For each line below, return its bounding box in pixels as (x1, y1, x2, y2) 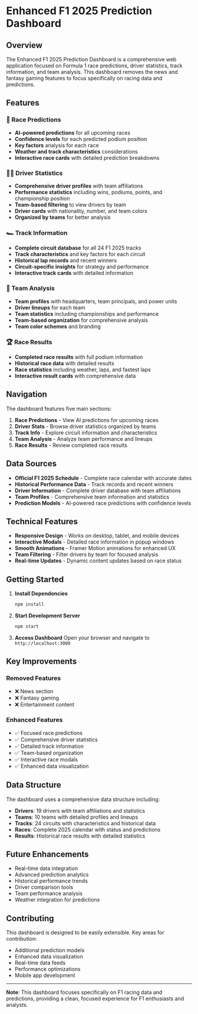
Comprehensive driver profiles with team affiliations (14, 182, 143, 189)
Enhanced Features (6, 716, 63, 724)
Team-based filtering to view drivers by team (14, 201, 127, 208)
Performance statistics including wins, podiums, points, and (14, 188, 163, 195)
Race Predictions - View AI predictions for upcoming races (14, 416, 159, 423)
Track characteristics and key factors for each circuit (14, 251, 146, 258)
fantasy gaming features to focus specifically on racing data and (6, 75, 163, 81)
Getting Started (6, 574, 64, 584)
